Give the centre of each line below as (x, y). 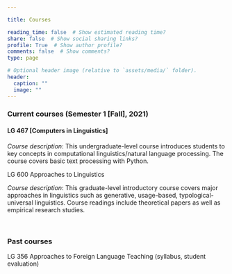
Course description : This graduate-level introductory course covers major (113, 187)
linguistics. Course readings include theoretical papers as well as (127, 203)
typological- (197, 195)
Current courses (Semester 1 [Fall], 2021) (78, 114)
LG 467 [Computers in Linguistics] (58, 131)
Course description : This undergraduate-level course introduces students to (116, 146)
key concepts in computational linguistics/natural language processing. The (115, 153)
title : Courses (29, 19)
